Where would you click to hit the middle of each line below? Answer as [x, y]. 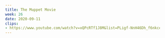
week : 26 [14, 14]
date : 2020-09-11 [23, 19]
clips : [12, 23]
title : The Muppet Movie [30, 10]
